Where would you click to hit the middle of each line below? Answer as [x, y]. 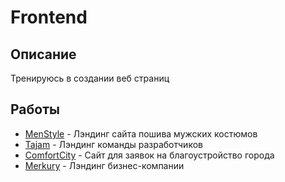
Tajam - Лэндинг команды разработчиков [113, 144]
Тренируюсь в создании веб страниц [90, 78]
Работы [35, 109]
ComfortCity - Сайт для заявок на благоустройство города [149, 155]
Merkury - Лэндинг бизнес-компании [104, 165]
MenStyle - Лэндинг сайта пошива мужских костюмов [141, 133]
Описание [43, 54]
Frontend [49, 17]
